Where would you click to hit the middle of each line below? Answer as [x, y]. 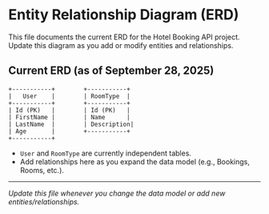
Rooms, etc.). [42, 170]
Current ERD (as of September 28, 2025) [111, 71]
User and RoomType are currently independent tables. [106, 153]
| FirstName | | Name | [69, 117]
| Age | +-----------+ [69, 131]
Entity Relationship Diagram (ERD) [124, 15]
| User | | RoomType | [69, 96]
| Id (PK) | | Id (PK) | [69, 110]
